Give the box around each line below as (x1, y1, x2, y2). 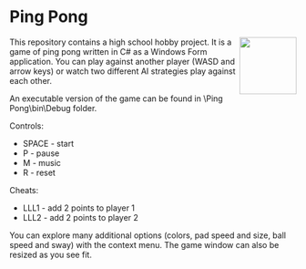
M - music (22, 157, 62, 168)
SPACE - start (22, 138, 75, 149)
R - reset (22, 167, 56, 178)
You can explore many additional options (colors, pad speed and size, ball (9, 230, 287, 241)
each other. (9, 75, 53, 86)
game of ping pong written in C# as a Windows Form (9, 46, 208, 57)
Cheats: (9, 184, 39, 195)
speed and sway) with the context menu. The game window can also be (9, 239, 280, 250)
